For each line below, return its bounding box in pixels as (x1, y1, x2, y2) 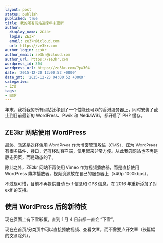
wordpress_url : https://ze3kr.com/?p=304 (5, 66, 90, 71)
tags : (5, 88, 16, 93)
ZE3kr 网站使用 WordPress (5, 128, 86, 136)
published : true (5, 16, 38, 21)
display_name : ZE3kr (9, 30, 51, 34)
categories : (5, 79, 29, 84)
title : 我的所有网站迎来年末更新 (5, 20, 64, 26)
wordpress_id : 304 (5, 61, 42, 66)
